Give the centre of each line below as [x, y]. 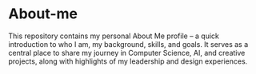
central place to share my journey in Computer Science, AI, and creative [127, 53]
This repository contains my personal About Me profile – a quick [114, 36]
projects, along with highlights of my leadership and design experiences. [128, 61]
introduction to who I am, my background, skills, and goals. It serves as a [128, 44]
